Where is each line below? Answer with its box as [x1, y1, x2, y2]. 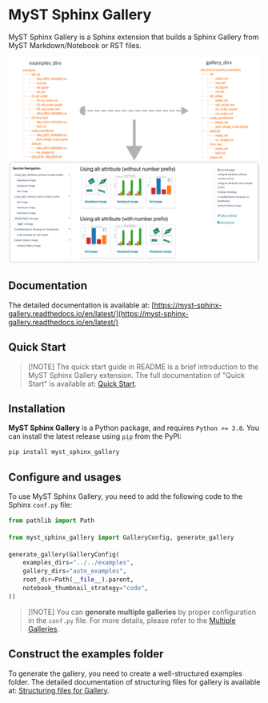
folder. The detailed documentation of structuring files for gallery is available [8, 677, 261, 686]
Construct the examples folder [8, 647, 164, 661]
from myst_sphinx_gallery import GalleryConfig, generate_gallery [8, 533, 234, 541]
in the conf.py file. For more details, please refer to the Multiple [27, 615, 236, 625]
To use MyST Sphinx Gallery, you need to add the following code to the [8, 492, 243, 501]
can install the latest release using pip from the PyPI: [8, 432, 182, 441]
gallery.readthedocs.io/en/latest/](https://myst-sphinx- [8, 308, 190, 318]
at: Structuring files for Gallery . [8, 685, 110, 695]
